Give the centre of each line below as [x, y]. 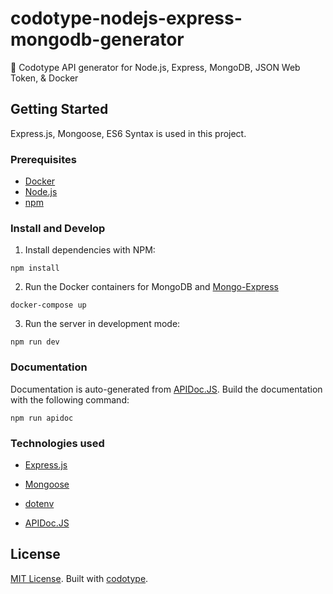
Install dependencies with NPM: [90, 250]
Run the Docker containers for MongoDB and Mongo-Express [151, 287]
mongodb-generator [97, 39]
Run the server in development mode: [102, 324]
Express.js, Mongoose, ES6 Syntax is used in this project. [128, 133]
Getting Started [59, 109]
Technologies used [57, 443]
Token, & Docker [44, 78]
